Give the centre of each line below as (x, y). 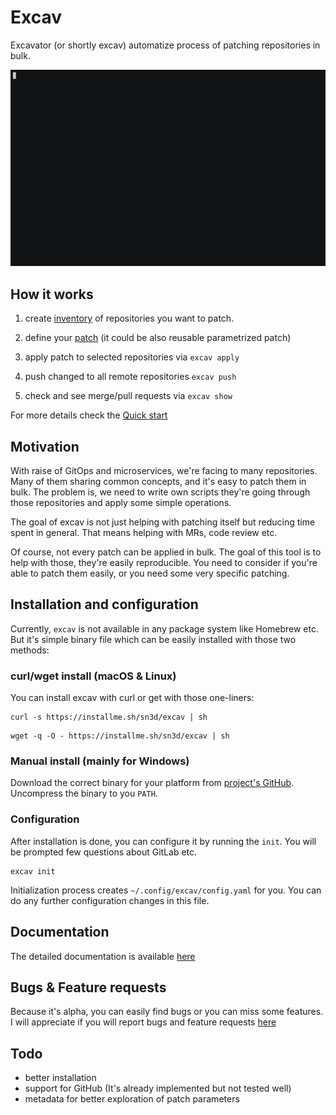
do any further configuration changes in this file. (110, 900)
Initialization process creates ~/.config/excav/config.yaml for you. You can (166, 890)
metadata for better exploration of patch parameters (132, 1099)
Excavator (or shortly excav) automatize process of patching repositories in (165, 45)
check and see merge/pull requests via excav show (128, 396)
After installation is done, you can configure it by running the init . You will (163, 841)
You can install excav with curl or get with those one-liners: (132, 698)
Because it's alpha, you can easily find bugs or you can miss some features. (167, 1012)
